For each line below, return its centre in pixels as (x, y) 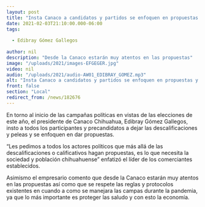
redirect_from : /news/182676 (43, 97)
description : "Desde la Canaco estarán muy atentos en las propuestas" (99, 58)
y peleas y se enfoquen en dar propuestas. (60, 134)
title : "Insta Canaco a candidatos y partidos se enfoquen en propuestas (102, 18)
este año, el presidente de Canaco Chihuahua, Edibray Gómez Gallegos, (97, 121)
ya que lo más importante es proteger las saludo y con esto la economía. (98, 197)
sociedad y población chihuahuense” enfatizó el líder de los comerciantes (99, 159)
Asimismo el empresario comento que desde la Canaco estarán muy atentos (102, 178)
